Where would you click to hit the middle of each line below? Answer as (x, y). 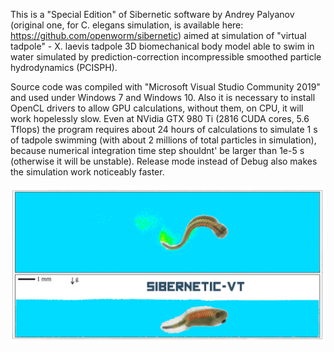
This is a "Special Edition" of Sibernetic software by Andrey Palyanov (152, 14)
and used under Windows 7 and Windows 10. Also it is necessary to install (163, 97)
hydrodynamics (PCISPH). (64, 67)
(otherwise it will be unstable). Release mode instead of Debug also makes (164, 161)
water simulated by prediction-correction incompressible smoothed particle (166, 57)
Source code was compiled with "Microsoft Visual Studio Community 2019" (165, 87)
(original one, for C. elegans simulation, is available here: (127, 25)
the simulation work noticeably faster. (87, 172)
